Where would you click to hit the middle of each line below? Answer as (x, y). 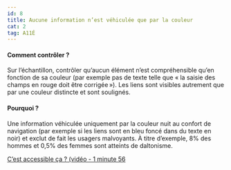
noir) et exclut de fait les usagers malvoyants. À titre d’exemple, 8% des (109, 138)
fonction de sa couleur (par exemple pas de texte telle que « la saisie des (111, 77)
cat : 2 (17, 26)
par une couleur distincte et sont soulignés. (69, 92)
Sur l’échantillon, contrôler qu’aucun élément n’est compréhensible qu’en (111, 70)
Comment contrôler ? (38, 55)
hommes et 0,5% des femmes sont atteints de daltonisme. (90, 145)
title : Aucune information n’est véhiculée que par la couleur (100, 20)
